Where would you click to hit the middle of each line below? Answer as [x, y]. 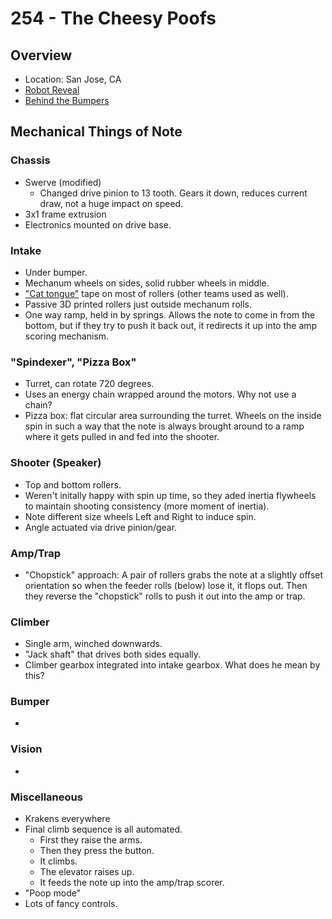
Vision [26, 749]
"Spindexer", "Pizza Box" [73, 362]
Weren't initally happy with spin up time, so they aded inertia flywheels [170, 495]
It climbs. [58, 861]
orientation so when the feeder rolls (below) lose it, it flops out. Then [166, 585]
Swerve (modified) [63, 182]
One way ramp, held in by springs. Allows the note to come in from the [170, 314]
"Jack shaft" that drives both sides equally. [113, 654]
